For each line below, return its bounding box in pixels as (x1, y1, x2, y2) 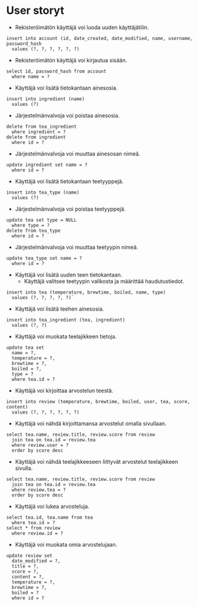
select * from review (6, 525, 61, 531)
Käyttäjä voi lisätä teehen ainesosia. (14, 305, 104, 312)
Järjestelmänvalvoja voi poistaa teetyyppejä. (14, 205, 126, 212)
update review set (6, 552, 53, 559)
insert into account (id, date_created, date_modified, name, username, (6, 35, 193, 41)
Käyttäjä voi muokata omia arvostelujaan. (14, 541, 118, 548)
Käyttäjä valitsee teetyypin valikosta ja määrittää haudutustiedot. (24, 277, 185, 285)
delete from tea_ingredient (6, 124, 77, 130)
